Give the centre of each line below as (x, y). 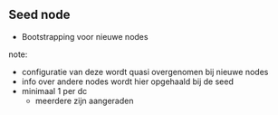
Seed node (39, 15)
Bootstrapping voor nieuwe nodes (85, 36)
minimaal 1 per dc (54, 91)
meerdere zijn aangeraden (84, 101)
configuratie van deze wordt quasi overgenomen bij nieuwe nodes (145, 72)
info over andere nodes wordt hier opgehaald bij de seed (128, 81)
